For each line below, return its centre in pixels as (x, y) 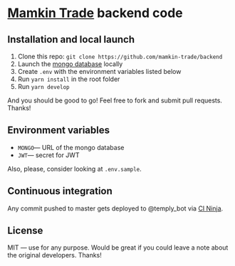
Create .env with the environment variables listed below (99, 71)
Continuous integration (60, 191)
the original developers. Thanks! (54, 255)
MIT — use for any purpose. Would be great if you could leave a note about (118, 248)
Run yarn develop (43, 86)
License (25, 231)
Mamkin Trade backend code (95, 13)
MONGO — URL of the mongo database (71, 147)
